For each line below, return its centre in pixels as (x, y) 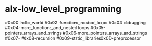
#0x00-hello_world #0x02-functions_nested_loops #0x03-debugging (76, 23)
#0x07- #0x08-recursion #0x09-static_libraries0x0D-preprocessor (73, 38)
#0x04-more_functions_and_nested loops (47, 27)
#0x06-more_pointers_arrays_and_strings (105, 33)
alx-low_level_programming (63, 9)
